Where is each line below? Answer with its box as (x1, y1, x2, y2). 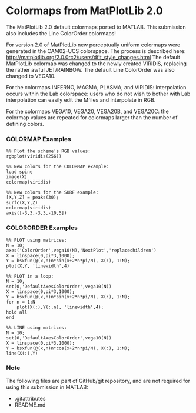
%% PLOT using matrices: (6, 237, 67, 243)
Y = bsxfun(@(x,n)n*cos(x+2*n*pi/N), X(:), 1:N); (6, 345, 131, 351)
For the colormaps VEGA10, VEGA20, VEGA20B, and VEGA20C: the (6, 108, 169, 115)
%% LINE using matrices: (6, 325, 67, 331)
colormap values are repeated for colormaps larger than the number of (6, 114, 178, 121)
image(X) (6, 174, 28, 180)
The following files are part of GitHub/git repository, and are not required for (6, 377, 190, 384)
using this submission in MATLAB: (6, 384, 88, 391)
